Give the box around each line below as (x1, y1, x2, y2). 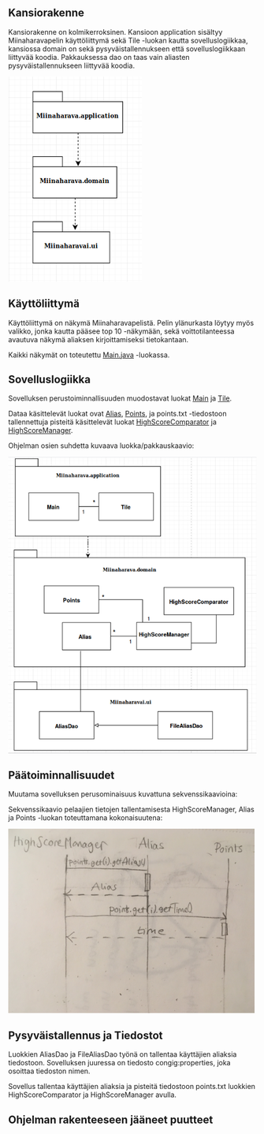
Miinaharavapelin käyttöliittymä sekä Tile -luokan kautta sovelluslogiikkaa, (8, 35, 248, 45)
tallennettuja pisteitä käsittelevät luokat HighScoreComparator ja (8, 417, 217, 427)
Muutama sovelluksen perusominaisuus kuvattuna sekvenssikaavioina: (8, 789, 238, 799)
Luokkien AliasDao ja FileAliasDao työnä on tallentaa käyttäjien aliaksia (8, 1050, 237, 1059)
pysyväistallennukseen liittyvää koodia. (8, 61, 136, 70)
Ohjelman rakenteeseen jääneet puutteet (8, 1113, 214, 1126)
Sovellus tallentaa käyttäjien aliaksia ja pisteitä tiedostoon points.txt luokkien (8, 1082, 256, 1091)
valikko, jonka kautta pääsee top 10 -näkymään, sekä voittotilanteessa (8, 326, 235, 336)
